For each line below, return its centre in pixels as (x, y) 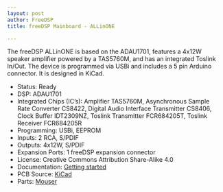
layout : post (26, 13)
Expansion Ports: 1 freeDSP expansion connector (86, 152)
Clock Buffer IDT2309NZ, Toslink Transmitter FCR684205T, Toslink (112, 116)
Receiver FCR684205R (49, 123)
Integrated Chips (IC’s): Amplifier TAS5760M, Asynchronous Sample (113, 101)
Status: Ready (37, 87)
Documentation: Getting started (61, 167)
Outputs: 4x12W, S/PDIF (51, 145)
